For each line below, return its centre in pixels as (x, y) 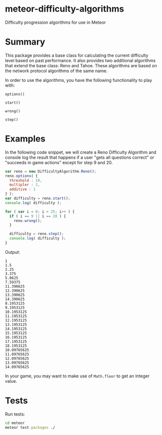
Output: (13, 252)
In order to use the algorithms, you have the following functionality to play (79, 80)
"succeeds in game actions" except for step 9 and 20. (59, 162)
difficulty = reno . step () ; (37, 234)
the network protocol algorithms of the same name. (56, 71)
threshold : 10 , (26, 180)
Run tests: (15, 414)
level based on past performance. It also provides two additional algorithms (81, 60)
